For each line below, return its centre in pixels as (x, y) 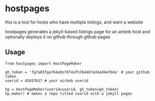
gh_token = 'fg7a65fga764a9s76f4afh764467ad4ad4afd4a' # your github (77, 72)
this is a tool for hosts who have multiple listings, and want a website (74, 22)
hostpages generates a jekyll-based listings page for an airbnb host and (77, 31)
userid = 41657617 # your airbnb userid (47, 81)
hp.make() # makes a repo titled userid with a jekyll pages (69, 94)
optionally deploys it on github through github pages (58, 37)
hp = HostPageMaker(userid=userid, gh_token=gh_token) (62, 89)
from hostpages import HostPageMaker (44, 63)
